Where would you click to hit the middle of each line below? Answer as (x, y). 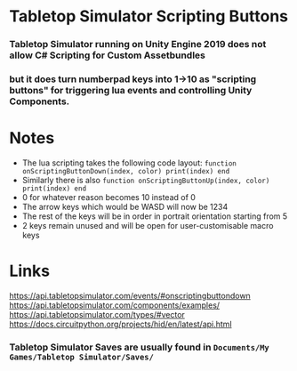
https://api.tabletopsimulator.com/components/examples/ (115, 305)
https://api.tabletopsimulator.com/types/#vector (97, 314)
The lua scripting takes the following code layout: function (129, 163)
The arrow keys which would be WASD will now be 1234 (125, 206)
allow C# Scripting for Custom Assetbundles (108, 55)
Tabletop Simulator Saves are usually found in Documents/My (139, 347)
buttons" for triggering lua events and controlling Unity (131, 91)
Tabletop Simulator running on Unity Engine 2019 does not (138, 44)
